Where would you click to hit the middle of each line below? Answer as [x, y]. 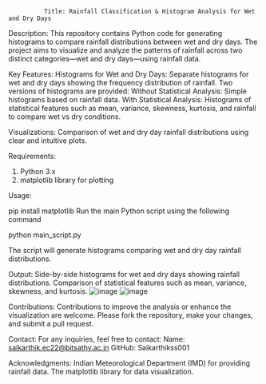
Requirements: [32, 156]
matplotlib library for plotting [67, 180]
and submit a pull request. [51, 324]
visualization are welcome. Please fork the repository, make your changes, [131, 315]
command [25, 219]
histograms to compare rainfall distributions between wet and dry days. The [133, 42]
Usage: [20, 195]
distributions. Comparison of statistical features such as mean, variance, [127, 283]
